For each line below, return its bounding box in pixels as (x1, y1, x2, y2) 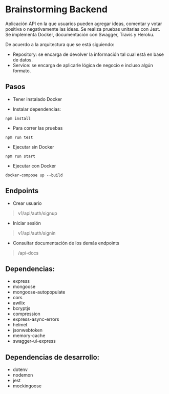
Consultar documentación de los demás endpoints (12, 240, 119, 246)
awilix (12, 300, 25, 306)
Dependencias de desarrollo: (5, 352, 100, 362)
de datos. (12, 56, 33, 63)
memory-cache (12, 333, 46, 339)
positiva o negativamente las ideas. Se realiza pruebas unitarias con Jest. (5, 26, 160, 32)
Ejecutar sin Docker (12, 143, 55, 150)
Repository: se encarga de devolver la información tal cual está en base (12, 51, 164, 57)
